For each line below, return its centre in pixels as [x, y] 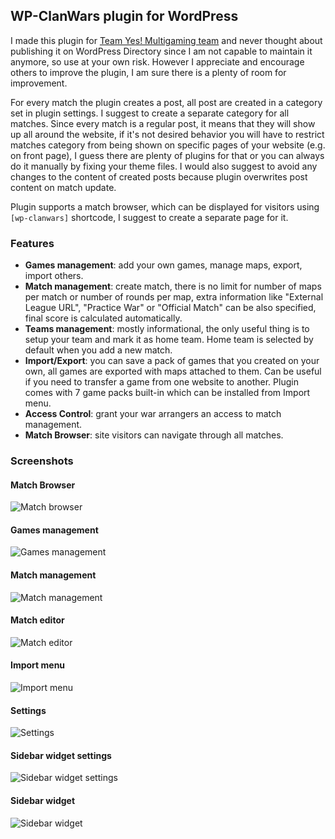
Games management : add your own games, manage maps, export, [163, 265]
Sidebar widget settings [61, 755]
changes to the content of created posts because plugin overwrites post [159, 176]
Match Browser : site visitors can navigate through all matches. [154, 435]
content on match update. [63, 187]
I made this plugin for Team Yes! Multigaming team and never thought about [166, 40]
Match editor [37, 620]
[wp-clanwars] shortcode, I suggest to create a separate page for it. [149, 217]
